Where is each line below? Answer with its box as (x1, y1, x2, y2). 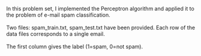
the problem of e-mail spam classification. (6, 11, 111, 18)
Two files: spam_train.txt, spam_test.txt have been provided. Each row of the (6, 24, 196, 31)
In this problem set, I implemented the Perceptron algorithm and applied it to (6, 5, 195, 12)
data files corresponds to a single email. (6, 30, 105, 38)
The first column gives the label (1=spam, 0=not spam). (6, 43, 143, 50)
